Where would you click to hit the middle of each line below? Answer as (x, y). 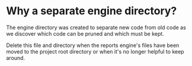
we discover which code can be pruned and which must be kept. (85, 33)
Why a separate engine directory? (92, 11)
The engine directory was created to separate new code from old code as (96, 27)
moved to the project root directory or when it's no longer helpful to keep (95, 51)
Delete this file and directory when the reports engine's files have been (93, 45)
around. (16, 58)
